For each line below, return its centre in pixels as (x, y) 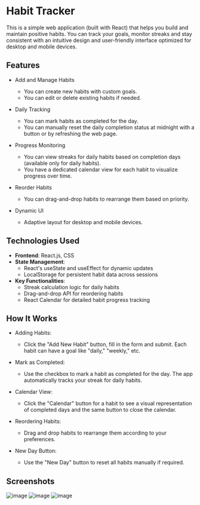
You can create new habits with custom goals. (80, 91)
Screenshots (30, 481)
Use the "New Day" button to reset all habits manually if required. (104, 463)
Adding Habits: (33, 333)
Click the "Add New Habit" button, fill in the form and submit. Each (105, 344)
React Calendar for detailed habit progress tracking (87, 299)
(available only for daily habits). (62, 163)
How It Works (32, 318)
